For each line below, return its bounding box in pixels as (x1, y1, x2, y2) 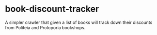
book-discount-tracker (5, 3, 99, 15)
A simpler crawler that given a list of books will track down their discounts (5, 19, 153, 25)
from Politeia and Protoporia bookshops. (5, 24, 86, 30)
